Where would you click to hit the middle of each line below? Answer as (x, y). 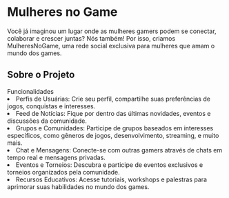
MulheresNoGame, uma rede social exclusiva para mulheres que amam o (111, 46)
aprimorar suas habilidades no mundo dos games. (78, 186)
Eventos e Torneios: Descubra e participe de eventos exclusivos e (110, 165)
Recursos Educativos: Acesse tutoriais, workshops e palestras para (112, 179)
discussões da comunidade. (47, 121)
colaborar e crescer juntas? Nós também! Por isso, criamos (91, 38)
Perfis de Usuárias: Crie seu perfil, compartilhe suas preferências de (113, 99)
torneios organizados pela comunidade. (64, 172)
